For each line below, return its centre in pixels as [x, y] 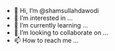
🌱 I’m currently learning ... [51, 25]
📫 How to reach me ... [46, 40]
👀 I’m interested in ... [43, 18]
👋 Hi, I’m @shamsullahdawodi [56, 11]
